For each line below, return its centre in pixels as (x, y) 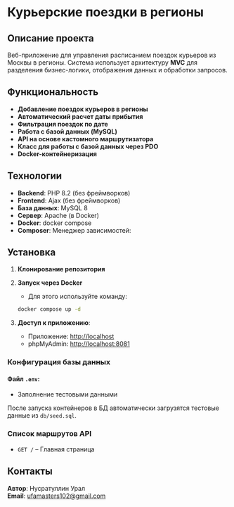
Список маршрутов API (50, 434)
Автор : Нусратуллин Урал (46, 488)
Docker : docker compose (54, 223)
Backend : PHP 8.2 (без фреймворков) (74, 193)
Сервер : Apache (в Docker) (58, 215)
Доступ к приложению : (54, 323)
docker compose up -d (49, 309)
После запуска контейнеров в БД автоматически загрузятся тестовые (113, 408)
